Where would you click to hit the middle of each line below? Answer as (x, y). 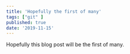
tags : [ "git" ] (25, 17)
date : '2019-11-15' (30, 28)
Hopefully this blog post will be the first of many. (65, 45)
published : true (26, 22)
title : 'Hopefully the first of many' (54, 11)
